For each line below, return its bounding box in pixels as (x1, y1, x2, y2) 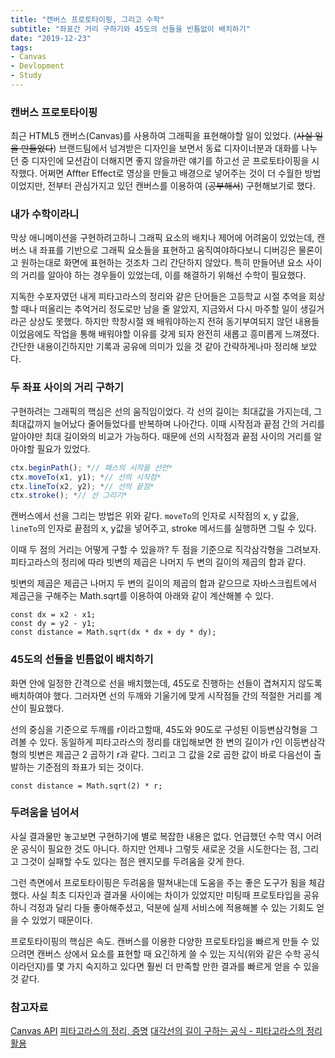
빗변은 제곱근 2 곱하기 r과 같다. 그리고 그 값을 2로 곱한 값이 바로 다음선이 (28, 748, 312, 760)
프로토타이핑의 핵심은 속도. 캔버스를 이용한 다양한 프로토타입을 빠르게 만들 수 (10, 935, 310, 947)
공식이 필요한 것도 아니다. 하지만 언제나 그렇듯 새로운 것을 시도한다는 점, (20, 842, 301, 855)
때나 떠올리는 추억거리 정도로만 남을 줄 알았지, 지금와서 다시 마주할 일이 (20, 303, 298, 315)
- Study (10, 71, 43, 81)
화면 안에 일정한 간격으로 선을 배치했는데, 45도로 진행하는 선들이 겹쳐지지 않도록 (10, 677, 323, 689)
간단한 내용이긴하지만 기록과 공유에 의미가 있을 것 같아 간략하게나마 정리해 (10, 341, 299, 353)
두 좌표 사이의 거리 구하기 (10, 381, 125, 395)
